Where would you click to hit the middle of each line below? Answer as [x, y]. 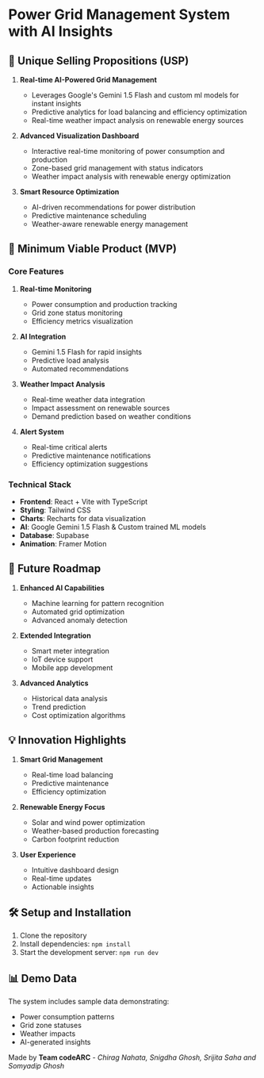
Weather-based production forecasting [95, 831]
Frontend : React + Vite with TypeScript [84, 501]
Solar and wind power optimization [88, 822]
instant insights [56, 104]
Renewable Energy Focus [62, 807]
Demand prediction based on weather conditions [111, 416]
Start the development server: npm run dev [89, 953]
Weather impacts [48, 1034]
